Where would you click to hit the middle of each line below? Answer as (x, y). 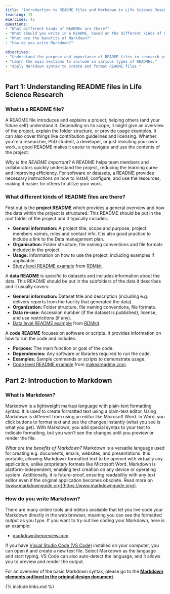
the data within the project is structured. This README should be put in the (83, 213)
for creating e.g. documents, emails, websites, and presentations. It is (78, 453)
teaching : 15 (19, 15)
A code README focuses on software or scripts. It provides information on (83, 333)
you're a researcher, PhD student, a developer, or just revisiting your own (81, 141)
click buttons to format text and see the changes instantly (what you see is (83, 422)
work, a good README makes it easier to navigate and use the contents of (83, 147)
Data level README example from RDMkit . (56, 323)
